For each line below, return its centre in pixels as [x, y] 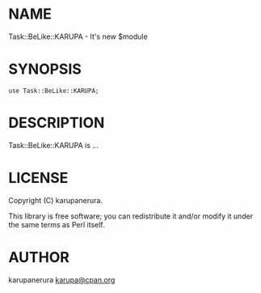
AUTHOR [39, 257]
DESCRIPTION [57, 123]
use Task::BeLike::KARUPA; [54, 91]
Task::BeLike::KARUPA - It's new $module [78, 36]
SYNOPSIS [45, 69]
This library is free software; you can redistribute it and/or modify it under [131, 216]
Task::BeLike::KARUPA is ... [54, 145]
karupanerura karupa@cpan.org [62, 279]
